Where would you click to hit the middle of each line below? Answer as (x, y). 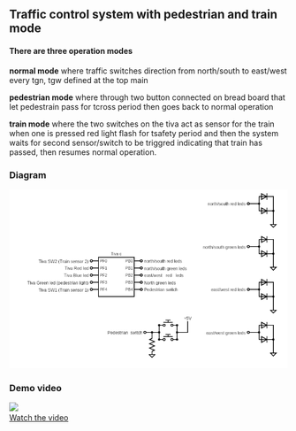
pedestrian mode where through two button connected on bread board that (147, 97)
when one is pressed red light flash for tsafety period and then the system (144, 133)
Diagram (28, 174)
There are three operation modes (71, 50)
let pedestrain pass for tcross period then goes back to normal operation (141, 106)
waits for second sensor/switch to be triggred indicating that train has (136, 142)
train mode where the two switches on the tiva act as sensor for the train (142, 124)
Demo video (35, 388)
